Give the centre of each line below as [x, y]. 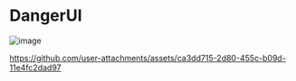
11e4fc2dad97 [35, 67]
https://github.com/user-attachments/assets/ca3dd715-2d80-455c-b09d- [148, 58]
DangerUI [46, 16]
